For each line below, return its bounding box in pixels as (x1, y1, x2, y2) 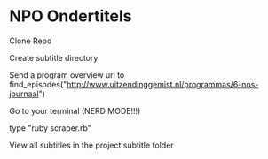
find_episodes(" (9, 79, 67, 89)
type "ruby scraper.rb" (9, 122, 91, 133)
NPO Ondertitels (9, 6, 132, 26)
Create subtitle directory (9, 52, 99, 63)
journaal (9, 88, 39, 99)
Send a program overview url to (9, 69, 125, 80)
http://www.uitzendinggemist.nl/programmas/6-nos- (66, 79, 259, 89)
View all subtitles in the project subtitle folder (9, 140, 175, 150)
